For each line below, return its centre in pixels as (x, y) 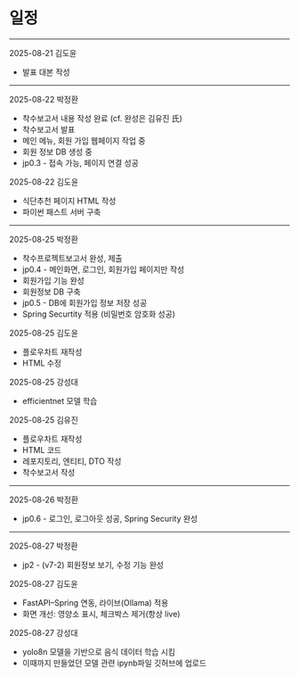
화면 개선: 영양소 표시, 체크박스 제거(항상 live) (101, 614)
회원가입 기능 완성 (53, 280)
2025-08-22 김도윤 (44, 182)
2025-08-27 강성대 (44, 632)
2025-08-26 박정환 (44, 499)
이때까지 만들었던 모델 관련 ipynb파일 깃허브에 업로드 (114, 663)
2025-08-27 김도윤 (44, 583)
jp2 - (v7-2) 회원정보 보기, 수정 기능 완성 (93, 565)
